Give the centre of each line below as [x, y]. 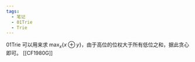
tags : [13, 11]
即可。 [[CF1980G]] [30, 53]
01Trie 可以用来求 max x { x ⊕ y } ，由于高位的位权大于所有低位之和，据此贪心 [97, 45]
